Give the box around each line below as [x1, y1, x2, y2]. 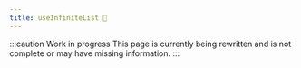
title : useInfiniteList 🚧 [9, 13, 107, 23]
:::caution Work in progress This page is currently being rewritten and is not [9, 38, 292, 49]
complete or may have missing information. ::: [9, 47, 180, 59]
